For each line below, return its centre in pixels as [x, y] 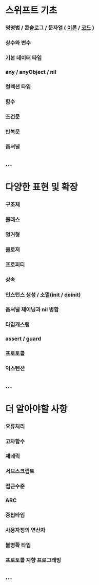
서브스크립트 [20, 471]
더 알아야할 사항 [36, 409]
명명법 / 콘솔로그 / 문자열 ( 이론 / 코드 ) [50, 28]
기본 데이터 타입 [24, 58]
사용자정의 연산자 [25, 530]
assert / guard [23, 339]
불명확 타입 [18, 545]
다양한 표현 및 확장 [42, 187]
